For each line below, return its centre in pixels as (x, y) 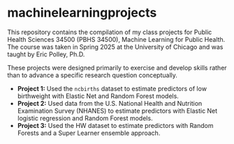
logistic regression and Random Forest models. (85, 118)
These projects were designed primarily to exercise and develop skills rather (117, 67)
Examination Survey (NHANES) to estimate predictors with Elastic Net (117, 111)
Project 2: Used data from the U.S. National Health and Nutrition (110, 103)
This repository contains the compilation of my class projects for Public (110, 32)
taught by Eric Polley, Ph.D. (46, 54)
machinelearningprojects (82, 13)
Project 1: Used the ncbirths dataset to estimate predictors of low (112, 88)
